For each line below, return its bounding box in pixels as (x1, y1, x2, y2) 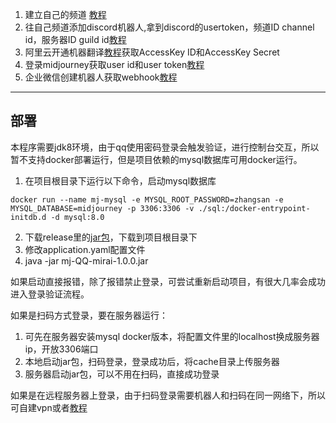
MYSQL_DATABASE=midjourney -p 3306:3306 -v (10, 203, 195, 213)
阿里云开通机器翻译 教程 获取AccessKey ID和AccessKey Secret (24, 46, 280, 58)
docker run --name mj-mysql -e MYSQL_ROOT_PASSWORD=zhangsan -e (10, 194, 284, 205)
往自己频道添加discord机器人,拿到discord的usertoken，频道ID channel (24, 21, 315, 33)
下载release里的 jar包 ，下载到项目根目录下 (24, 231, 198, 243)
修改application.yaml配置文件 (24, 243, 146, 255)
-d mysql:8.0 (50, 212, 105, 222)
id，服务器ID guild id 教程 (24, 34, 127, 45)
